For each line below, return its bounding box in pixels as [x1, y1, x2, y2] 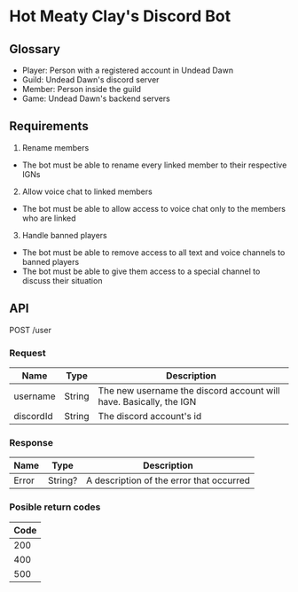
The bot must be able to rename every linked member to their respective [21, 160, 287, 170]
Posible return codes [9, 501, 101, 513]
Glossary [9, 42, 60, 57]
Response [9, 436, 53, 448]
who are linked [21, 213, 77, 223]
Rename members [21, 142, 90, 152]
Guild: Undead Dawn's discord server [21, 74, 160, 85]
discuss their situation [21, 275, 103, 285]
